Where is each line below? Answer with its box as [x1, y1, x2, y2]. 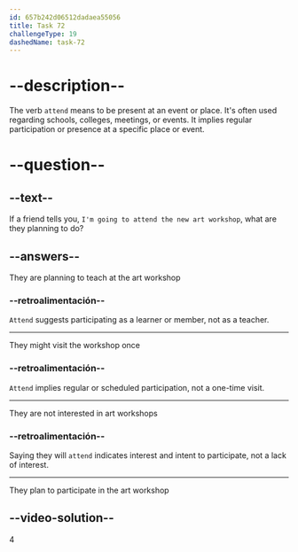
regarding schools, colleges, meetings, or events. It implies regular [9, 114, 253, 125]
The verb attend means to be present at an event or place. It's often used [9, 105, 278, 116]
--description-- [9, 76, 126, 96]
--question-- [9, 155, 106, 175]
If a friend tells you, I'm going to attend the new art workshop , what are [9, 214, 278, 224]
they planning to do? [9, 223, 84, 234]
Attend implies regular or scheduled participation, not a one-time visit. [9, 382, 265, 393]
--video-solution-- [9, 510, 114, 525]
